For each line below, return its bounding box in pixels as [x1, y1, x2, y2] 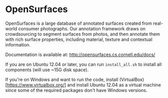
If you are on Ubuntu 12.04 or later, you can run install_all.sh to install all [5, 61, 162, 67]
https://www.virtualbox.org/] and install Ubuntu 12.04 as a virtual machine [7, 82, 161, 88]
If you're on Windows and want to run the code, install [5, 76, 118, 82]
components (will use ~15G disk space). [5, 67, 89, 73]
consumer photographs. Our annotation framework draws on [18, 25, 146, 31]
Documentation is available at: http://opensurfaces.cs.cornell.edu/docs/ [5, 52, 156, 58]
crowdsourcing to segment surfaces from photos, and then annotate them [5, 31, 160, 37]
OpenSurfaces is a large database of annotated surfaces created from [5, 20, 152, 26]
